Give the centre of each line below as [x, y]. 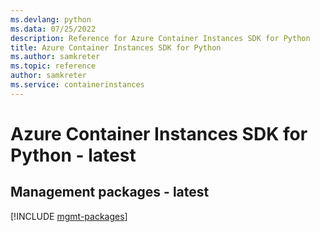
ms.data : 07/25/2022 [53, 29]
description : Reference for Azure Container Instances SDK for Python [160, 38]
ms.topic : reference [53, 66]
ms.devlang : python [51, 19]
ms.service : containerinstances [77, 85]
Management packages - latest [110, 192]
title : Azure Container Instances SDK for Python [116, 47]
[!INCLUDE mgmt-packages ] [69, 216]
